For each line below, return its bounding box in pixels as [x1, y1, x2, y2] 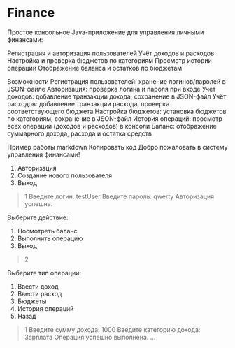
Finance [7, 5, 55, 21]
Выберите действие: [7, 213, 69, 222]
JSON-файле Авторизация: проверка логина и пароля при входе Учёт [7, 85, 216, 93]
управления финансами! [7, 150, 80, 159]
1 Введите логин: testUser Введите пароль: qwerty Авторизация [24, 192, 215, 201]
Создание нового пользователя [17, 171, 113, 180]
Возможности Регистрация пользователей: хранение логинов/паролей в [7, 77, 226, 85]
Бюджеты [17, 297, 47, 305]
